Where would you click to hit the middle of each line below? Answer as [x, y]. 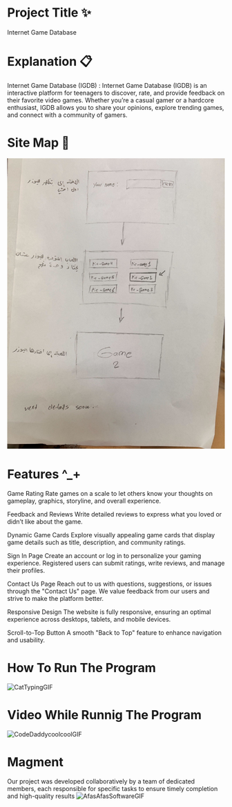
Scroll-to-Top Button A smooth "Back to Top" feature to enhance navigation [115, 632]
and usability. [26, 640]
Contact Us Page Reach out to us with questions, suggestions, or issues [109, 584]
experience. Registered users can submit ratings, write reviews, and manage [116, 563]
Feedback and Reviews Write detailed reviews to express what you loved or [115, 514]
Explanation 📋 [50, 62]
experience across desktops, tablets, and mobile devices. [89, 619]
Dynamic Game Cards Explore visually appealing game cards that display [111, 535]
